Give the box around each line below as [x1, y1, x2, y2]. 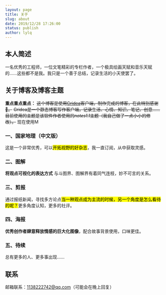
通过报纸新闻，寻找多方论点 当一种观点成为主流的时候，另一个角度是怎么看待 [5, 196, 161, 202]
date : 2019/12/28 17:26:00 [5, 21, 61, 26]
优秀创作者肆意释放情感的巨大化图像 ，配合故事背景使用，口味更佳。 [5, 228, 144, 234]
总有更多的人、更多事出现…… [5, 254, 65, 260]
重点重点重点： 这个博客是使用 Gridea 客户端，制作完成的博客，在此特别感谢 [5, 100, 159, 106]
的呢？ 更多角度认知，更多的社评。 [5, 202, 75, 208]
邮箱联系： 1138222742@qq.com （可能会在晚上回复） [5, 284, 115, 290]
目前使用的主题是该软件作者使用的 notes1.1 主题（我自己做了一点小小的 [5, 113, 147, 118]
